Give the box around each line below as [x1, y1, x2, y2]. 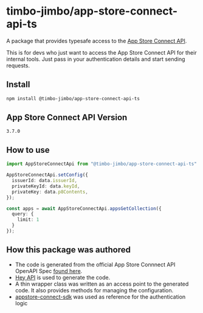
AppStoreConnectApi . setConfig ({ [6, 172, 88, 178]
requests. [6, 62, 30, 69]
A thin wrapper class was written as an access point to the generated [15, 280, 189, 288]
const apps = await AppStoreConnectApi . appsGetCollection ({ [6, 205, 162, 212]
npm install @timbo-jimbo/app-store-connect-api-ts [6, 95, 140, 101]
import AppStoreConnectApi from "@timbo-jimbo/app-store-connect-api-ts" [6, 161, 198, 167]
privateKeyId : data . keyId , [12, 183, 80, 189]
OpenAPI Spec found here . [15, 267, 83, 274]
